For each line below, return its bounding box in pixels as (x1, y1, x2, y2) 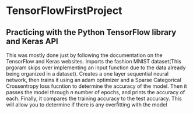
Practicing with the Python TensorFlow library (6, 27, 177, 37)
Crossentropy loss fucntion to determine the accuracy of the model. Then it (6, 83, 188, 90)
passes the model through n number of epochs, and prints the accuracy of (6, 89, 185, 95)
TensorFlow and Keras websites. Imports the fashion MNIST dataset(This (6, 58, 182, 65)
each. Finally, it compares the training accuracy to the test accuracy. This (6, 95, 182, 102)
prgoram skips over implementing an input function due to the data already (6, 64, 186, 71)
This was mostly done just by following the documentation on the (6, 52, 163, 59)
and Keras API (6, 36, 58, 46)
